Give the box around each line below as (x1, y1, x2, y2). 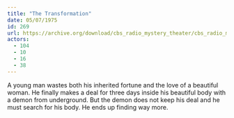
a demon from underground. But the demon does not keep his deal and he (7, 95, 221, 104)
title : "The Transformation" (7, 10, 92, 17)
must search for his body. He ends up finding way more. (7, 103, 169, 111)
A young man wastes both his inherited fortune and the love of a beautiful (7, 81, 219, 89)
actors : (7, 36, 30, 43)
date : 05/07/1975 (7, 17, 58, 24)
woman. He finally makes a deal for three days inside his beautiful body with (7, 88, 226, 96)
